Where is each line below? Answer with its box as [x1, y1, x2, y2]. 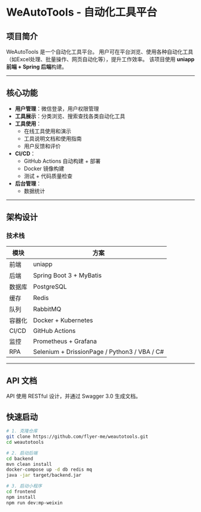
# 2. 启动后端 [6, 450, 38, 456]
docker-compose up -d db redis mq [6, 466, 93, 473]
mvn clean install [6, 461, 52, 467]
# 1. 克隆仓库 [6, 428, 38, 434]
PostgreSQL [33, 282, 67, 290]
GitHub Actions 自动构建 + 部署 [23, 157, 100, 165]
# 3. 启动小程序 [6, 483, 42, 489]
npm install [6, 494, 36, 500]
